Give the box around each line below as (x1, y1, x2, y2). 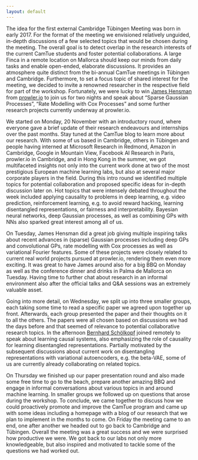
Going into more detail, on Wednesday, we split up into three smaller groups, (6, 298, 192, 305)
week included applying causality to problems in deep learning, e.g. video (6, 193, 186, 200)
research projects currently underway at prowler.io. (6, 106, 131, 113)
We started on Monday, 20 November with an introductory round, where (6, 118, 181, 125)
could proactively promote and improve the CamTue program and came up (6, 403, 187, 410)
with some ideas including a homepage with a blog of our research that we (6, 409, 187, 416)
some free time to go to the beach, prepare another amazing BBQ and (6, 378, 176, 385)
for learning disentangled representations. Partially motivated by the (6, 341, 171, 348)
